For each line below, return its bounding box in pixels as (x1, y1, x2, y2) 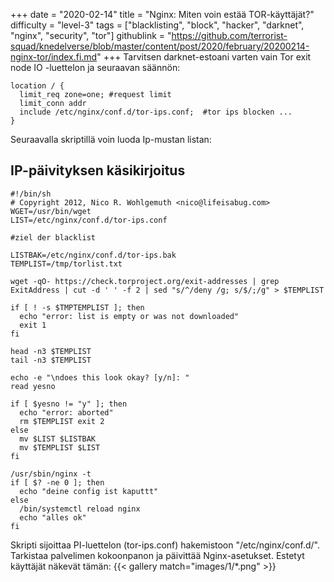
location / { (10, 81, 65, 91)
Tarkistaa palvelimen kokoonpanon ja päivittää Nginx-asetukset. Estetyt (10, 549, 305, 561)
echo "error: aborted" (19, 407, 114, 418)
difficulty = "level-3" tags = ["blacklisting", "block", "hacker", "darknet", (10, 19, 305, 31)
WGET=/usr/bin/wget (10, 206, 92, 216)
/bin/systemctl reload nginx (19, 504, 141, 514)
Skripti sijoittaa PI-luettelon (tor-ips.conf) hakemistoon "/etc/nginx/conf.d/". (10, 539, 321, 551)
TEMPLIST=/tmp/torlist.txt (10, 259, 123, 269)
